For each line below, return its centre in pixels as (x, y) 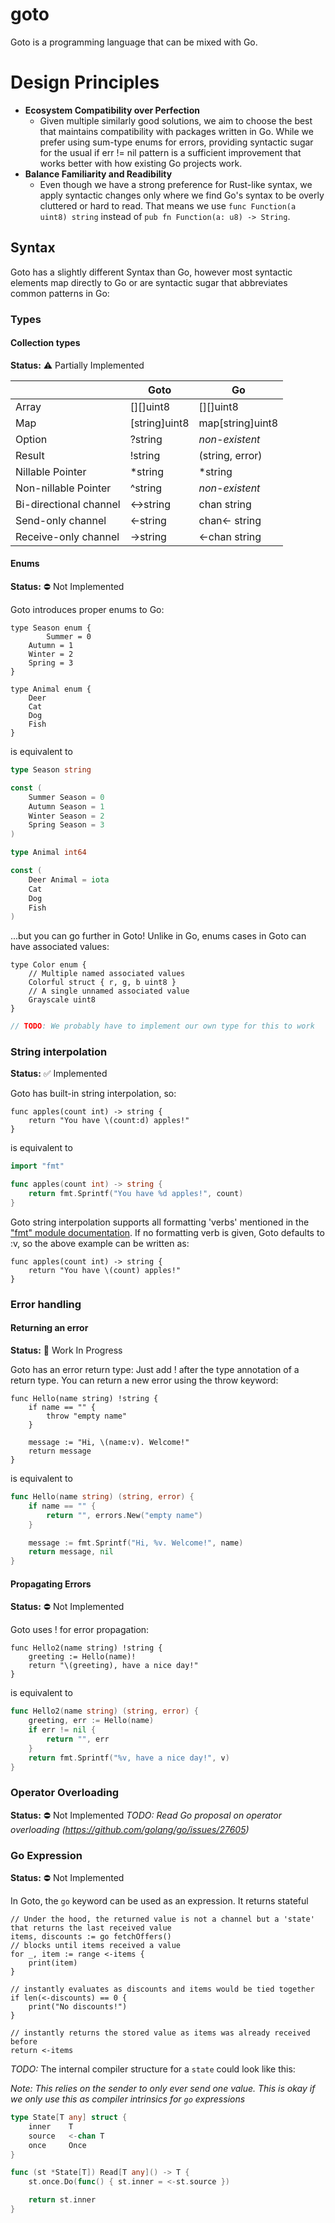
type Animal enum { (51, 689)
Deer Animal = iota (69, 879)
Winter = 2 (51, 654)
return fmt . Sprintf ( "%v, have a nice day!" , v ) (129, 1758)
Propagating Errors (51, 1584)
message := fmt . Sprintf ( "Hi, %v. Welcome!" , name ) (136, 1543)
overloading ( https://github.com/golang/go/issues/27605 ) (130, 1829)
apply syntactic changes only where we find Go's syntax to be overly (182, 195)
